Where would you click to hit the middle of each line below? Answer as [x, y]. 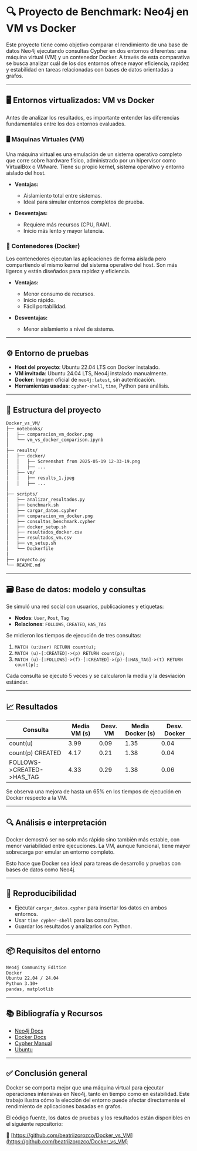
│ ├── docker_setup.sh [36, 527]
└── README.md [23, 565]
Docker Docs [30, 1037]
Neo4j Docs [29, 1031]
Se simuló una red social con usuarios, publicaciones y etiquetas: [85, 607]
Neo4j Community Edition [36, 967]
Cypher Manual [33, 1043]
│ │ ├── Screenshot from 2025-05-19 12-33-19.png [73, 461]
